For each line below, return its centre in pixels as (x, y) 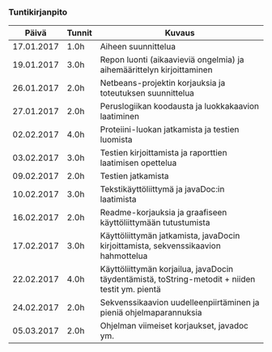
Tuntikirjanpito (38, 12)
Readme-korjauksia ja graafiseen (164, 213)
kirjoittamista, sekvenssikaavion (160, 246)
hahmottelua (124, 256)
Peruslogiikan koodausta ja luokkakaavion (180, 106)
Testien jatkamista (134, 176)
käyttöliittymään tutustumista (155, 223)
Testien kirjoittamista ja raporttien (164, 153)
